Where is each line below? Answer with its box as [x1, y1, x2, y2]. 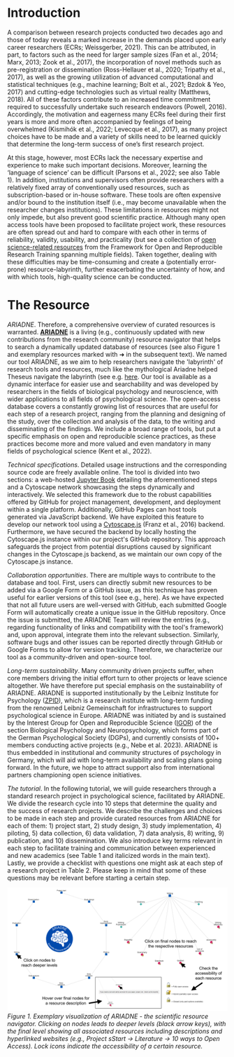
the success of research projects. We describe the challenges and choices [7, 806, 222, 814]
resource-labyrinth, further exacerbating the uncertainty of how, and [27, 265, 226, 273]
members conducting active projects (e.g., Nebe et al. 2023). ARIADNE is [7, 741, 218, 749]
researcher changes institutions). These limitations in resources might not [7, 205, 219, 214]
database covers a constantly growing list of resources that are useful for [7, 402, 219, 411]
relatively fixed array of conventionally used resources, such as [7, 183, 190, 191]
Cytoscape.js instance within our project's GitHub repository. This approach [7, 535, 226, 543]
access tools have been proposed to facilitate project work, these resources [7, 220, 226, 229]
